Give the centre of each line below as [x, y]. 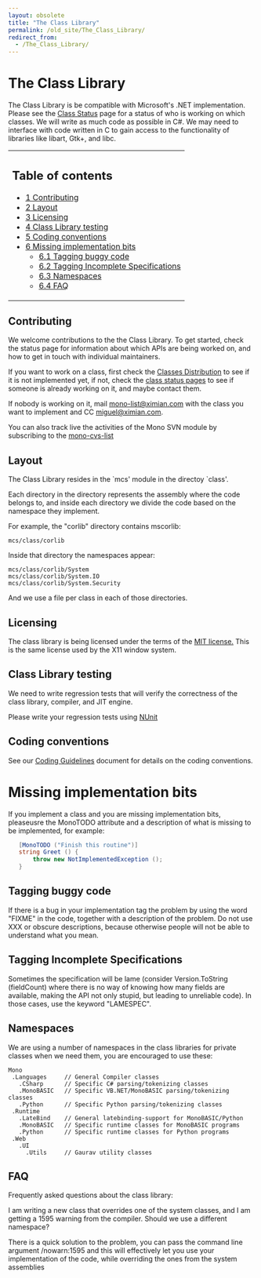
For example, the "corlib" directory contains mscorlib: [95, 526]
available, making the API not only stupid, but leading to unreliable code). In [130, 995]
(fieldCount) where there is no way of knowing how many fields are [117, 987]
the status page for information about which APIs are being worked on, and [129, 348]
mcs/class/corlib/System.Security [65, 584]
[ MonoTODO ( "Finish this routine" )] [78, 845]
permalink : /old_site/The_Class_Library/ [77, 30]
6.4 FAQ [54, 286]
